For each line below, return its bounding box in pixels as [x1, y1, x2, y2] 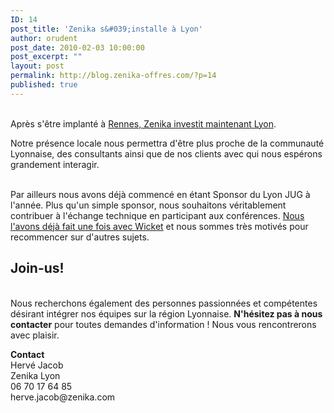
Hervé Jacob [10, 359, 64, 371]
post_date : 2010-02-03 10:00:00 [10, 42, 145, 53]
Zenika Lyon [10, 369, 61, 381]
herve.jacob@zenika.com [10, 391, 116, 403]
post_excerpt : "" [10, 52, 83, 62]
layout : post [10, 61, 65, 71]
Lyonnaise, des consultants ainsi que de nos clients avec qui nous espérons [10, 147, 323, 160]
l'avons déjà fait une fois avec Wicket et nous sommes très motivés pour [10, 220, 309, 232]
